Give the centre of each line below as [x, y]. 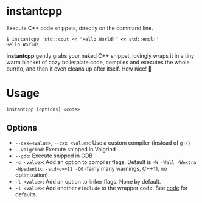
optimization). [32, 175]
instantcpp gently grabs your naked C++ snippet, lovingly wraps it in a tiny [100, 55]
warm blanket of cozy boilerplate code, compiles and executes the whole [98, 62]
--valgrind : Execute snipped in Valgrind [65, 149]
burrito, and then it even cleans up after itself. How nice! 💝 [79, 69]
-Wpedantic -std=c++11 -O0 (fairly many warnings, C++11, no [91, 168]
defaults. [26, 194]
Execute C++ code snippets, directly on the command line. [80, 28]
